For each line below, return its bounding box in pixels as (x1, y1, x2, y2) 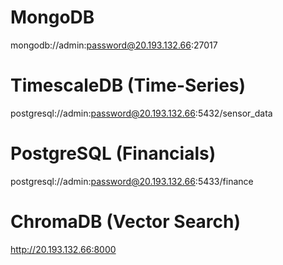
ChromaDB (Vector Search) (10, 211, 242, 233)
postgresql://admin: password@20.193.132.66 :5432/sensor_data (10, 107, 273, 119)
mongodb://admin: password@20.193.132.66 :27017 (10, 39, 218, 51)
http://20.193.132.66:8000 (10, 243, 117, 255)
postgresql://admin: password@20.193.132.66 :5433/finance (10, 175, 254, 187)
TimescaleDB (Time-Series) (10, 74, 247, 97)
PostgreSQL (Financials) (10, 142, 217, 165)
